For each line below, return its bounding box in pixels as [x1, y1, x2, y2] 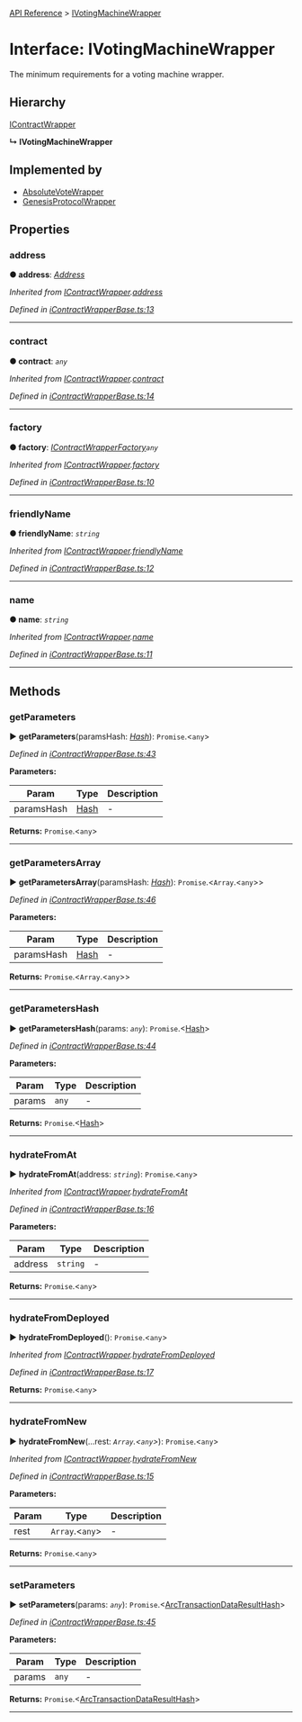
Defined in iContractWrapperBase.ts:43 [9, 749, 156, 760]
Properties [9, 221, 70, 237]
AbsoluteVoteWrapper [22, 186, 104, 197]
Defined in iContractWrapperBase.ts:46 [9, 895, 156, 906]
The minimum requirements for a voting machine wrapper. [9, 68, 225, 79]
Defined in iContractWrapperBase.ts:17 [9, 1367, 155, 1378]
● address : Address [9, 269, 85, 280]
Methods [9, 683, 61, 699]
